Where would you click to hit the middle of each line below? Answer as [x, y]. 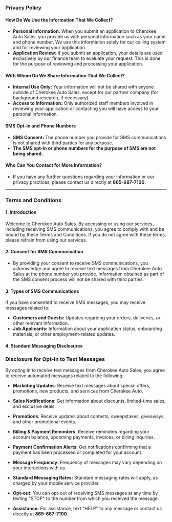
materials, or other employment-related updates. [64, 334]
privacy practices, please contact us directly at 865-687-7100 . [79, 182]
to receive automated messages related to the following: [64, 376]
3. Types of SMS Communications [42, 291]
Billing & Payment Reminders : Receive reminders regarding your [81, 432]
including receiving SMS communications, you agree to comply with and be [85, 229]
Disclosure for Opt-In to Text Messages [55, 359]
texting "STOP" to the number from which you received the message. [86, 498]
